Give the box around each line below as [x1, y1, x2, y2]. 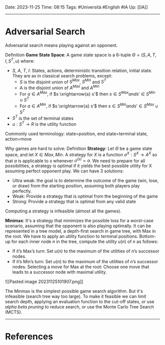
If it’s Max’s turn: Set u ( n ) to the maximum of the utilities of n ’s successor [12, 248, 160, 254]
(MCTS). [5, 309, 23, 315]
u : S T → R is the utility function [12, 120, 77, 127]
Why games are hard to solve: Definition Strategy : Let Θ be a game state [5, 145, 152, 151]
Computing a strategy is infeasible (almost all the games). [5, 208, 122, 214]
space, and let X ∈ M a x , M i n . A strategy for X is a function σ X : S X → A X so [5, 150, 157, 157]
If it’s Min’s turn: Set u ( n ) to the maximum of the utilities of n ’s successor [12, 259, 159, 265]
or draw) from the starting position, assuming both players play [12, 183, 140, 189]
